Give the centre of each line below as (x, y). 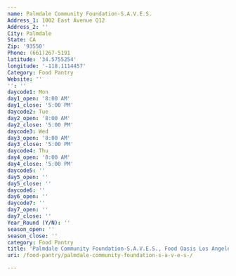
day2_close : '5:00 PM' (40, 125)
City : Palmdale (29, 33)
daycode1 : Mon (28, 92)
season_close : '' (33, 236)
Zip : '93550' (26, 46)
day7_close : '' (29, 216)
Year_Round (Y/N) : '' (39, 223)
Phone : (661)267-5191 (39, 53)
